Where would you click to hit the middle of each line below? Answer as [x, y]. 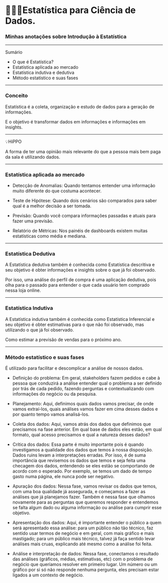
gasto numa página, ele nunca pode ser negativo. [63, 476]
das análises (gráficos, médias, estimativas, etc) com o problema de [82, 559]
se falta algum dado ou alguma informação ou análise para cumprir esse [87, 507]
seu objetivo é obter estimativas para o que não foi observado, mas [74, 324]
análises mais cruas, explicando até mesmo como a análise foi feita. [82, 544]
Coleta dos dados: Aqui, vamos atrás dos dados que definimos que [81, 424]
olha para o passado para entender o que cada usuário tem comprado [77, 285]
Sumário [14, 52]
